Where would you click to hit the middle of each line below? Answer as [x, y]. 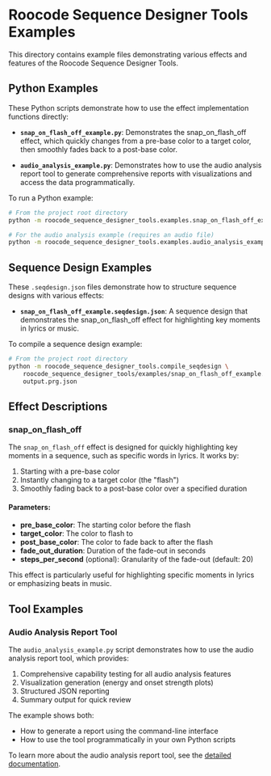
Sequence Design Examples [80, 267]
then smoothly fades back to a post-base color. [99, 149]
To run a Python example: [51, 198]
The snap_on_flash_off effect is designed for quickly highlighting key [123, 447]
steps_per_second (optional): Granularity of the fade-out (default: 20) [137, 559]
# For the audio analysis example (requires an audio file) [112, 235]
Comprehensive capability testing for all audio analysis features [125, 674]
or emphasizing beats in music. [60, 584]
